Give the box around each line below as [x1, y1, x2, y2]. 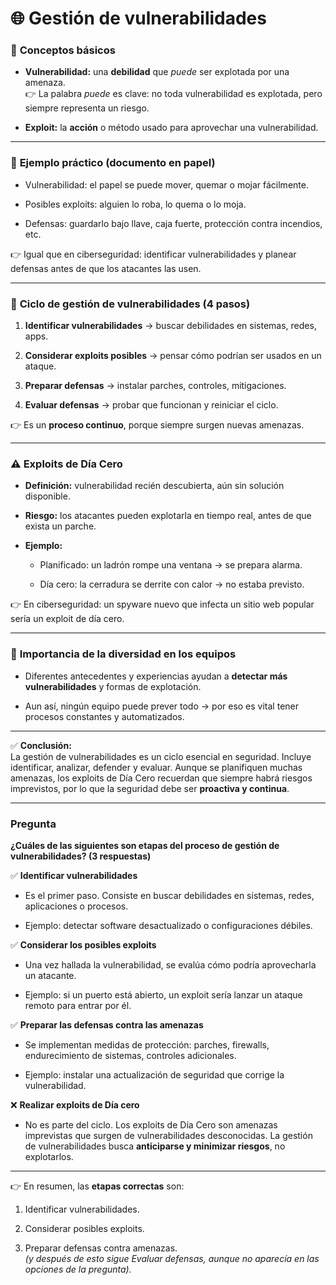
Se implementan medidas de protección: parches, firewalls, [24, 1038, 270, 1051]
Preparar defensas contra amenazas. [24, 1242, 178, 1254]
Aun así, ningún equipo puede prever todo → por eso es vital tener [24, 700, 300, 712]
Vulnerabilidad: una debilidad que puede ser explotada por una [24, 66, 290, 78]
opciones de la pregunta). [24, 1263, 132, 1275]
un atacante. [24, 969, 77, 981]
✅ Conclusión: [10, 739, 72, 751]
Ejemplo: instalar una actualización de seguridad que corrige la [24, 1068, 285, 1081]
